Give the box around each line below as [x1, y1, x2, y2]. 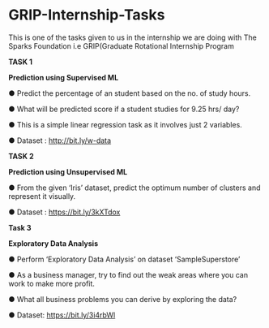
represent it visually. [8, 191, 76, 201]
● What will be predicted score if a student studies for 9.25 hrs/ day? [8, 104, 240, 114]
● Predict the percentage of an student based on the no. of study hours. [8, 88, 251, 98]
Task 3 [8, 222, 32, 232]
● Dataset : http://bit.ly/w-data [8, 136, 112, 145]
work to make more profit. [8, 278, 96, 288]
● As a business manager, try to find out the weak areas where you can [8, 270, 249, 279]
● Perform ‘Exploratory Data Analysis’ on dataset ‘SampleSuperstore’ [8, 254, 241, 264]
